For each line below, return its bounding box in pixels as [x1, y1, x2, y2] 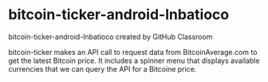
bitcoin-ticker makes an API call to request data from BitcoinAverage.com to [8, 47, 258, 57]
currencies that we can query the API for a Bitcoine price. [8, 64, 197, 73]
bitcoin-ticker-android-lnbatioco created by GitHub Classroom [8, 32, 213, 41]
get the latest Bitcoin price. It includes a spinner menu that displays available [8, 56, 260, 65]
